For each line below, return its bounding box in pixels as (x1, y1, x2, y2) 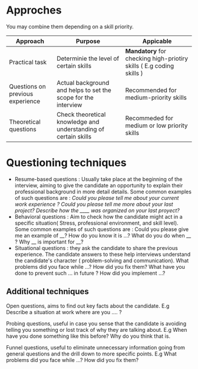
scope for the (57, 93, 94, 101)
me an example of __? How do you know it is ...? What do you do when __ (14, 232, 192, 239)
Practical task (9, 58, 47, 66)
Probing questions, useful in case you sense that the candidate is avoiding (6, 319, 187, 327)
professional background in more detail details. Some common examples (14, 188, 192, 195)
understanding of (57, 125, 105, 133)
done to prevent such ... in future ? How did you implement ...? (14, 269, 166, 276)
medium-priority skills (125, 93, 187, 101)
